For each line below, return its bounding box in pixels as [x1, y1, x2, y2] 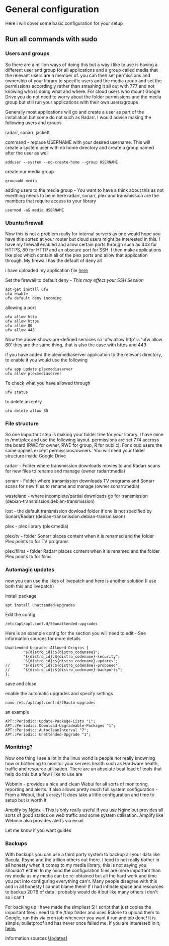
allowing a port [5, 304, 36, 310]
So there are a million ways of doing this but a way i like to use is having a [5, 62, 158, 68]
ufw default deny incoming [5, 295, 62, 301]
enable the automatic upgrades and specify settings [5, 690, 113, 696]
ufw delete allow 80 [5, 408, 49, 413]
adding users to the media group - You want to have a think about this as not [5, 187, 164, 193]
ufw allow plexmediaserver [5, 371, 62, 376]
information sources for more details [5, 635, 81, 642]
